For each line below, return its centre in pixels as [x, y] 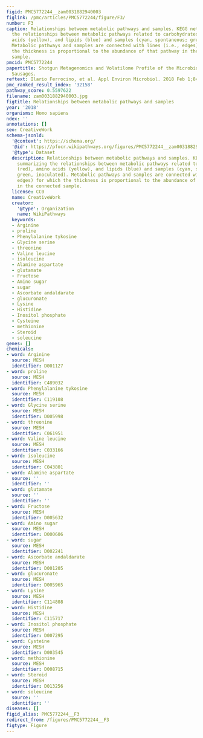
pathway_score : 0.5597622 [39, 91]
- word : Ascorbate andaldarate [46, 557]
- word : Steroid [27, 675]
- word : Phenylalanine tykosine [47, 388]
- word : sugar [24, 540]
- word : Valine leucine [36, 439]
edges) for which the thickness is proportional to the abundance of [107, 181]
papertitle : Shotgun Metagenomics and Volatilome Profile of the [90, 68]
